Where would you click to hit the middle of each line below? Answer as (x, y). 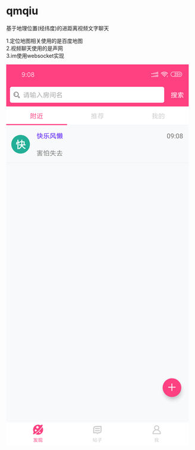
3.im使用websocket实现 (35, 55)
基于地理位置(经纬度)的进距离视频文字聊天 (58, 28)
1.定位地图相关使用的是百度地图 (45, 40)
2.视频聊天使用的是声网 (35, 48)
